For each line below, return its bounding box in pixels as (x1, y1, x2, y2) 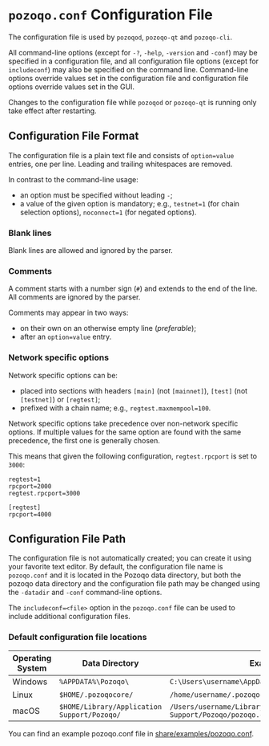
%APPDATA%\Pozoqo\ (58, 677, 130, 686)
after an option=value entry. (19, 332, 112, 342)
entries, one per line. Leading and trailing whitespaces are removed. (8, 159, 233, 169)
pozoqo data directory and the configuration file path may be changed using (8, 579, 260, 589)
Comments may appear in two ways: (8, 308, 129, 318)
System (17, 662, 47, 674)
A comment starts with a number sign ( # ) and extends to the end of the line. (8, 283, 258, 294)
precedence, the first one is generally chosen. (8, 435, 160, 445)
